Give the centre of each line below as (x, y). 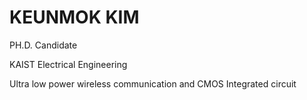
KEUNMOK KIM (74, 17)
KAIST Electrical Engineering (68, 64)
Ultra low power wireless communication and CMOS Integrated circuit (153, 83)
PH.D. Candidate (43, 45)
